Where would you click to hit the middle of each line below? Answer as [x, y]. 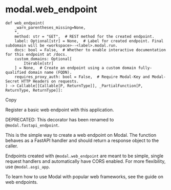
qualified [16, 72]
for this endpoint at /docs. [36, 54]
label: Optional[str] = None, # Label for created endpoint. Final [89, 41]
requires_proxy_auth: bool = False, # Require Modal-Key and [82, 77]
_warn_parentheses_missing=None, [50, 27]
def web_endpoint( [25, 23]
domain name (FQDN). [50, 72]
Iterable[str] [39, 63]
